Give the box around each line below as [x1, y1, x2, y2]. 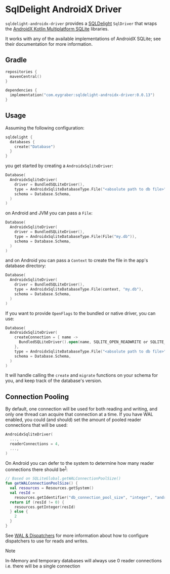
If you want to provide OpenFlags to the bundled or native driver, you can [5, 310, 156, 316]
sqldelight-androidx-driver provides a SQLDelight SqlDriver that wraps [5, 20, 157, 26]
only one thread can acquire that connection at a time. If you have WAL [5, 411, 153, 418]
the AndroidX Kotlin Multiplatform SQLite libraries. [5, 25, 109, 31]
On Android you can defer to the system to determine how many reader [5, 460, 154, 466]
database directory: [5, 263, 47, 269]
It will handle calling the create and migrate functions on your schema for [5, 372, 158, 378]
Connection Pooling [5, 392, 69, 401]
